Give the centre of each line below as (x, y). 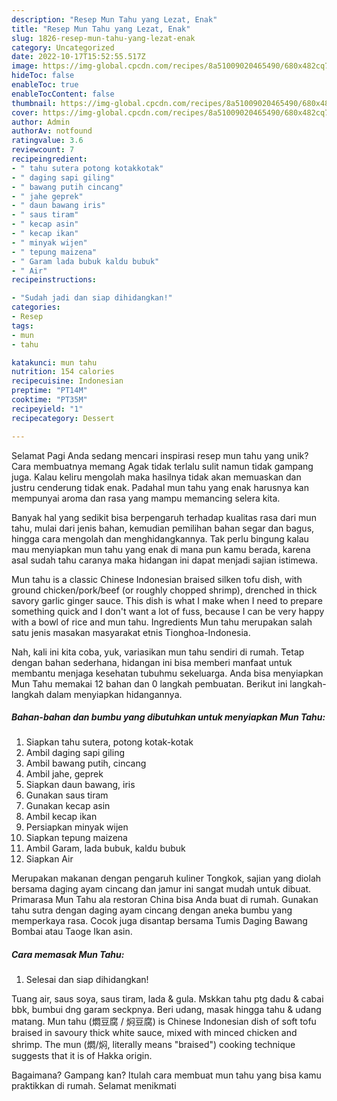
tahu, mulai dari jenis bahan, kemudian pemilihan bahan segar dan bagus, (163, 528)
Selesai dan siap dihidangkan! (87, 980)
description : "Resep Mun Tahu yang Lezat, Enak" (114, 19)
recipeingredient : (49, 159)
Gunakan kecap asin (68, 806)
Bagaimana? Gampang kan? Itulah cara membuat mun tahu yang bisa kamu (166, 1075)
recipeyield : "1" (47, 409)
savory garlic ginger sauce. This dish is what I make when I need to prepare (167, 600)
